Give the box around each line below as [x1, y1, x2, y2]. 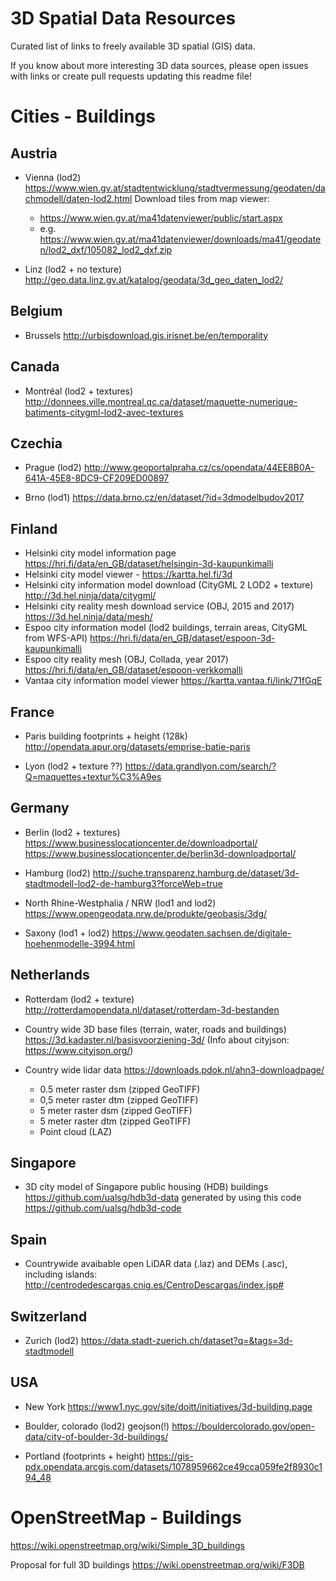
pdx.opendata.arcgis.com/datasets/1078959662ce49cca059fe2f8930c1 [24, 1460, 323, 1472]
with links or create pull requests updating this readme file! [10, 70, 252, 82]
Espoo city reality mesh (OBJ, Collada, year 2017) [24, 653, 229, 666]
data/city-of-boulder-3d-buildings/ [24, 1430, 169, 1442]
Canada [10, 358, 60, 376]
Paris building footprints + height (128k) [24, 730, 188, 742]
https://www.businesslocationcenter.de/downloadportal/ [24, 837, 258, 849]
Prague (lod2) [24, 462, 82, 474]
